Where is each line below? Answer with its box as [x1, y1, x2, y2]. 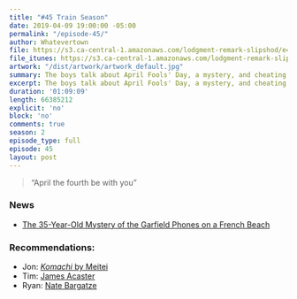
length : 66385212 [9, 95, 73, 104]
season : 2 [9, 128, 46, 137]
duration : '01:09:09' [9, 87, 89, 96]
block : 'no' [9, 111, 53, 120]
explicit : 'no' [9, 103, 65, 112]
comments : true [9, 120, 65, 129]
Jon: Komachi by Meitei [21, 262, 109, 272]
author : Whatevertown [9, 37, 89, 47]
